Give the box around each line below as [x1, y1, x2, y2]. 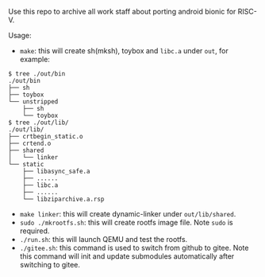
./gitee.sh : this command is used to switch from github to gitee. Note [19, 243, 249, 252]
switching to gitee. [19, 260, 81, 269]
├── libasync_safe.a [22, 167, 90, 175]
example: [19, 55, 50, 64]
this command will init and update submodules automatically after [19, 252, 235, 261]
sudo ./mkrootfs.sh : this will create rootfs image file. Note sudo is [19, 218, 233, 227]
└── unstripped [8, 98, 59, 106]
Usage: [8, 31, 32, 40]
